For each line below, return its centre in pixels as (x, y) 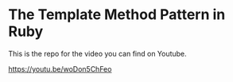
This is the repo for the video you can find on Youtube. (97, 53)
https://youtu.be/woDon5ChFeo (60, 68)
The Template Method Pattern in (117, 15)
